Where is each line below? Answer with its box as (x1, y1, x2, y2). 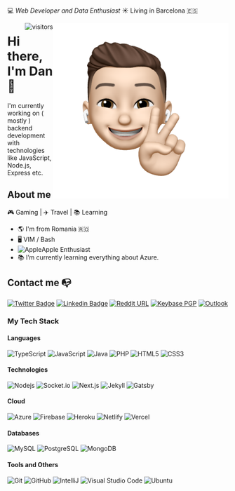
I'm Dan (7, 63, 53, 79)
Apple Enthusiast (41, 245, 90, 253)
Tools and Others (7, 460, 58, 469)
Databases (7, 429, 40, 437)
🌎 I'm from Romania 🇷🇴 (17, 224, 90, 233)
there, (7, 48, 43, 65)
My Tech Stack (7, 316, 60, 326)
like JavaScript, (7, 154, 52, 162)
